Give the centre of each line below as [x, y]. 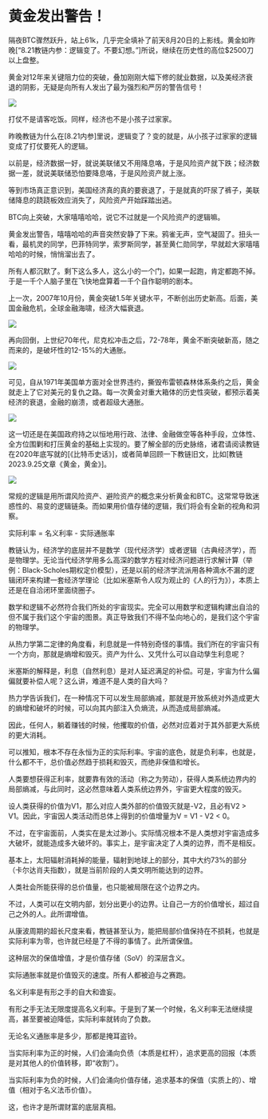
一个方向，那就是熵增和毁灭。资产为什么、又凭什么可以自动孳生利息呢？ [127, 653]
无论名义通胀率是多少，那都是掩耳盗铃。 [75, 1036]
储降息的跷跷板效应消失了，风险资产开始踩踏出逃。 [92, 200]
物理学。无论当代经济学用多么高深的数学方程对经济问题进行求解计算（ [130, 560]
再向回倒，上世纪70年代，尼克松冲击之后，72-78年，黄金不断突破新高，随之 [134, 340]
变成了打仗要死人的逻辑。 [50, 146]
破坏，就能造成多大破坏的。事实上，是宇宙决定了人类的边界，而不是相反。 [137, 843]
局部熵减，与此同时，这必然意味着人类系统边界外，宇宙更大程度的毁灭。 [127, 789]
